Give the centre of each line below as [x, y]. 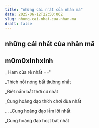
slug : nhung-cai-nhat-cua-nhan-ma [41, 19]
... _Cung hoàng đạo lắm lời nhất [38, 111]
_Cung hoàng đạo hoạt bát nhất [37, 121]
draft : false [19, 24]
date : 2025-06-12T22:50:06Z [34, 14]
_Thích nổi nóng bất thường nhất [38, 82]
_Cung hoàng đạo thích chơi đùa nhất [43, 101]
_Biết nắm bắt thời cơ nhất [32, 92]
